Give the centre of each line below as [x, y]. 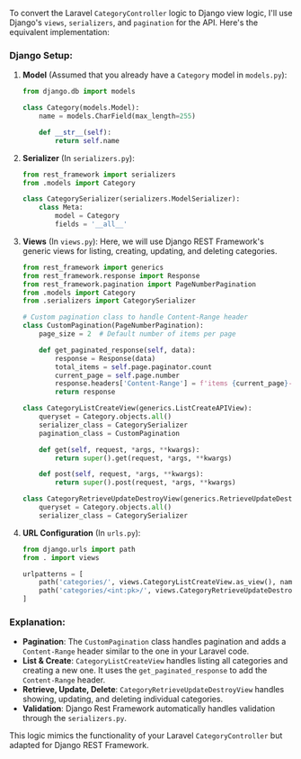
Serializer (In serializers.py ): [78, 158]
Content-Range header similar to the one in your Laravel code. [136, 651]
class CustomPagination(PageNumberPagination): [113, 326]
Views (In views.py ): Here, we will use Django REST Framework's [143, 241]
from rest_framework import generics [93, 267]
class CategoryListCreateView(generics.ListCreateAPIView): [137, 409]
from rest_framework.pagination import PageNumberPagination [139, 284]
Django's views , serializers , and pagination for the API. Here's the [134, 23]
